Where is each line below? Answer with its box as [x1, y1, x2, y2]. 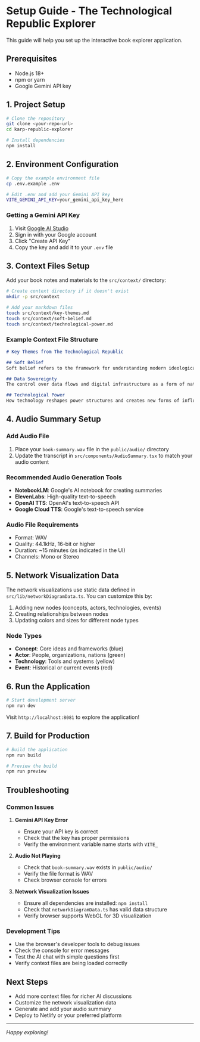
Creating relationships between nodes [14, 610, 109, 618]
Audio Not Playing [14, 852, 61, 859]
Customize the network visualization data [14, 999, 117, 1006]
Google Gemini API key [14, 82, 71, 89]
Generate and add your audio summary [14, 1006, 111, 1013]
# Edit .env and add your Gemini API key [6, 191, 111, 197]
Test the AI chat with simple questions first [14, 953, 120, 960]
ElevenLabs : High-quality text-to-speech [14, 493, 116, 500]
